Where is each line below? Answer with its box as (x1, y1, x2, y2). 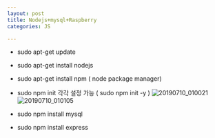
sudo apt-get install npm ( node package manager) (17, 75, 162, 83)
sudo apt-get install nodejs (17, 61, 94, 70)
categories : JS (7, 23, 51, 30)
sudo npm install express (17, 124, 88, 132)
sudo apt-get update (17, 48, 76, 56)
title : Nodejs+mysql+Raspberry (7, 17, 97, 23)
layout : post (7, 10, 45, 17)
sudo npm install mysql (17, 110, 83, 118)
